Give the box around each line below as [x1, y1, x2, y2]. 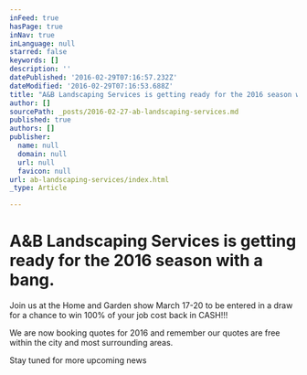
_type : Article [9, 184, 68, 193]
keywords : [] [9, 56, 59, 65]
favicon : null [17, 166, 71, 176]
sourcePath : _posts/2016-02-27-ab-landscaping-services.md [9, 107, 239, 116]
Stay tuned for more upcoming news [9, 355, 147, 366]
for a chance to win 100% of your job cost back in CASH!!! [9, 310, 228, 321]
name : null [17, 141, 59, 150]
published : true [9, 115, 71, 124]
